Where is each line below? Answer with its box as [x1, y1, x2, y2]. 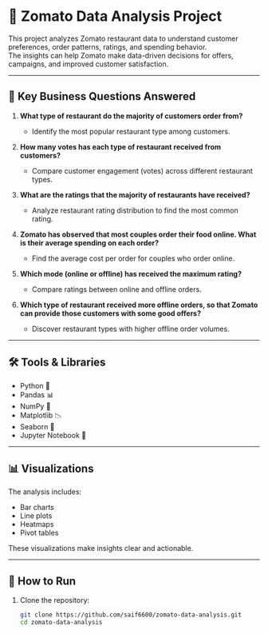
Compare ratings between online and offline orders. [31, 284, 202, 294]
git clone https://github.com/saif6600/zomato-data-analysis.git [19, 611, 242, 619]
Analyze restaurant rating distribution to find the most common [31, 205, 238, 215]
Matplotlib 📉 [19, 410, 62, 420]
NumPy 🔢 [19, 401, 51, 411]
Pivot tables [19, 528, 59, 538]
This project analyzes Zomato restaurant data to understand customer [8, 34, 238, 43]
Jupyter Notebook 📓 [19, 430, 86, 440]
